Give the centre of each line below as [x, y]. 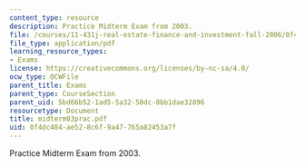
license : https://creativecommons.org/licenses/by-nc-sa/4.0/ [129, 69]
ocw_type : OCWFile [44, 77]
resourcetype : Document [54, 111]
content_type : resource [54, 18]
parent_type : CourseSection [63, 93]
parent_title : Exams [49, 85]
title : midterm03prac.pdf [58, 119]
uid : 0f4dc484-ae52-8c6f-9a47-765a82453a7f [93, 128]
